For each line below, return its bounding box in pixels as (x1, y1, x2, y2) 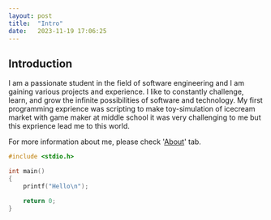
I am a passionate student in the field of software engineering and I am (8, 78, 245, 88)
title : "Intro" (8, 19, 63, 27)
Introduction (8, 57, 73, 70)
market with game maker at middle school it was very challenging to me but (8, 112, 261, 122)
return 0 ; (23, 197, 57, 205)
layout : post (8, 11, 53, 20)
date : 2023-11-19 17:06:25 (8, 27, 107, 35)
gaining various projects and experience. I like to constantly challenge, (8, 87, 244, 97)
